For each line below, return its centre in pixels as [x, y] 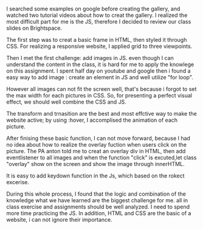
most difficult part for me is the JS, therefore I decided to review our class [99, 22]
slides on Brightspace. [34, 28]
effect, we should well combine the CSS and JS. [66, 102]
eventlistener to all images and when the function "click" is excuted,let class [101, 158]
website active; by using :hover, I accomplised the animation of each [92, 120]
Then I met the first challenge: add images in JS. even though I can [90, 58]
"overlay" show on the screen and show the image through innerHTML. [95, 164]
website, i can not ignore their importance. [59, 220]
